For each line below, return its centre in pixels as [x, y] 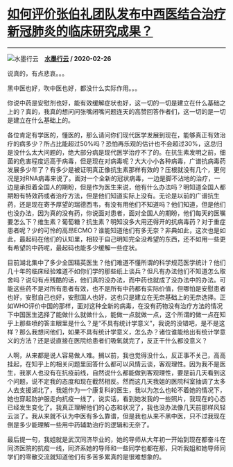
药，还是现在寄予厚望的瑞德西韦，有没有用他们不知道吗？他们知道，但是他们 [116, 204]
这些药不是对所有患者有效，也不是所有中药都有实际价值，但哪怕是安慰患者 [119, 288]
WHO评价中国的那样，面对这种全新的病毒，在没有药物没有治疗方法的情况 [118, 305]
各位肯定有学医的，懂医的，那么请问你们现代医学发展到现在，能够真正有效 [113, 135]
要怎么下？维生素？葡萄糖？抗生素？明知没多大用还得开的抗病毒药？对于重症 [116, 221]
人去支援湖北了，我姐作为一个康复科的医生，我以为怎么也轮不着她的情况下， [116, 390]
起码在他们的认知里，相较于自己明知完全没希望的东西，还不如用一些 [122, 239]
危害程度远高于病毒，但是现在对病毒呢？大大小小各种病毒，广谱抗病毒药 [122, 161]
